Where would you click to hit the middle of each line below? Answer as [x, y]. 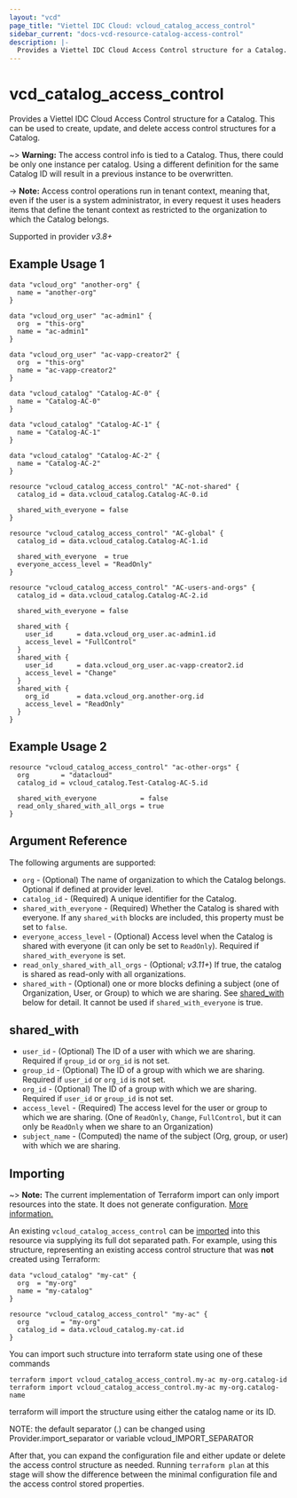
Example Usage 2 [58, 747]
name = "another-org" [57, 292]
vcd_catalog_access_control [117, 95]
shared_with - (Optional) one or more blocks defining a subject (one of [150, 983]
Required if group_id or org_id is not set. [96, 1060]
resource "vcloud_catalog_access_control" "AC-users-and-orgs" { [132, 587]
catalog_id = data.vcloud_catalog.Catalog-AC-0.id [113, 494]
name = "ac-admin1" [53, 331]
